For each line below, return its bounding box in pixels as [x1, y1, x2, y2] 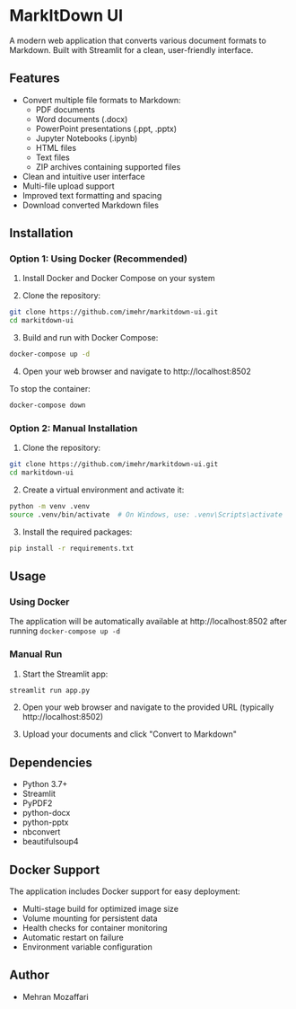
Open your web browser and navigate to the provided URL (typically [22, 702, 274, 712]
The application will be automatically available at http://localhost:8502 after [9, 616, 287, 627]
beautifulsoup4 [22, 836, 79, 847]
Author [9, 968, 49, 983]
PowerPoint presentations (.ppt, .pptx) [35, 123, 178, 134]
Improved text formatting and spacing [22, 190, 162, 200]
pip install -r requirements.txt [9, 544, 135, 553]
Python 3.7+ [22, 779, 68, 790]
